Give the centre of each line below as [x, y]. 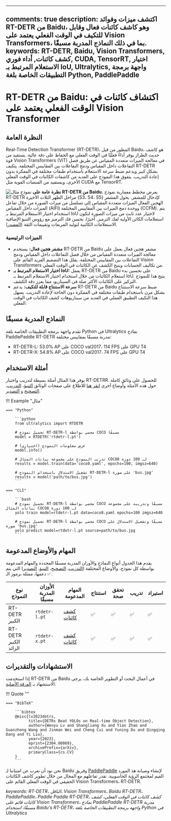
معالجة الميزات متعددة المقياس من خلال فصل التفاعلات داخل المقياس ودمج [84, 254]
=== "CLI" [16, 491]
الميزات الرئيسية [24, 237]
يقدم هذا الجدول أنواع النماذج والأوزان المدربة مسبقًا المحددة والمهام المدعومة [79, 563]
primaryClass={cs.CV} [51, 752]
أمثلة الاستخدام [27, 368]
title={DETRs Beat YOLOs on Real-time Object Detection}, [91, 721]
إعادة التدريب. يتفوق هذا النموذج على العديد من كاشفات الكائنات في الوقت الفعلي [82, 177]
